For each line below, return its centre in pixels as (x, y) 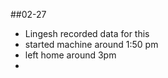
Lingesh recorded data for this (87, 33)
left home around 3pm (70, 55)
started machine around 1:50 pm (91, 44)
